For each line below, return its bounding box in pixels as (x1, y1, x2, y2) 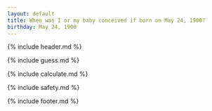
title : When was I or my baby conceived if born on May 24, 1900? (7, 17, 206, 24)
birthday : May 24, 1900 (7, 23, 77, 30)
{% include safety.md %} (7, 84, 80, 92)
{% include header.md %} (7, 43, 82, 51)
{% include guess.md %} (7, 56, 79, 65)
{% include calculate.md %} (7, 70, 88, 78)
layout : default (7, 10, 55, 18)
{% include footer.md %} (7, 97, 79, 105)
